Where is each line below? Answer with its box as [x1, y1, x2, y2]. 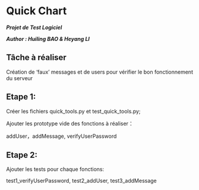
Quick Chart [6, 4, 67, 18]
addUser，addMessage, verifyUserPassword [6, 132, 117, 140]
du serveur [6, 74, 33, 81]
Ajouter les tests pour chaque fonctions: [6, 166, 105, 173]
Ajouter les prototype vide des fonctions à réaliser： [6, 120, 134, 127]
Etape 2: [6, 150, 37, 160]
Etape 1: [6, 92, 36, 102]
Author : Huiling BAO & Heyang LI [6, 35, 90, 42]
